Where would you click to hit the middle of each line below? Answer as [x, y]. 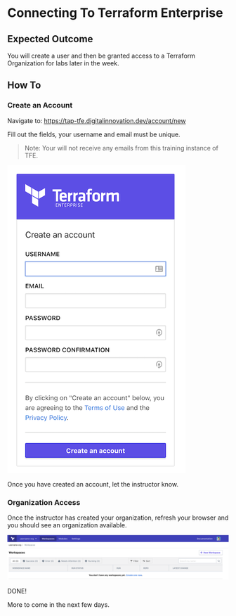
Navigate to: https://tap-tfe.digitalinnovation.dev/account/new [97, 120]
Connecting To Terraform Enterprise [115, 13]
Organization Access [44, 502]
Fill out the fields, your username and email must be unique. [94, 134]
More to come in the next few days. [59, 605]
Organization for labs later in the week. [63, 63]
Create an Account [40, 105]
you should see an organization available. [67, 525]
